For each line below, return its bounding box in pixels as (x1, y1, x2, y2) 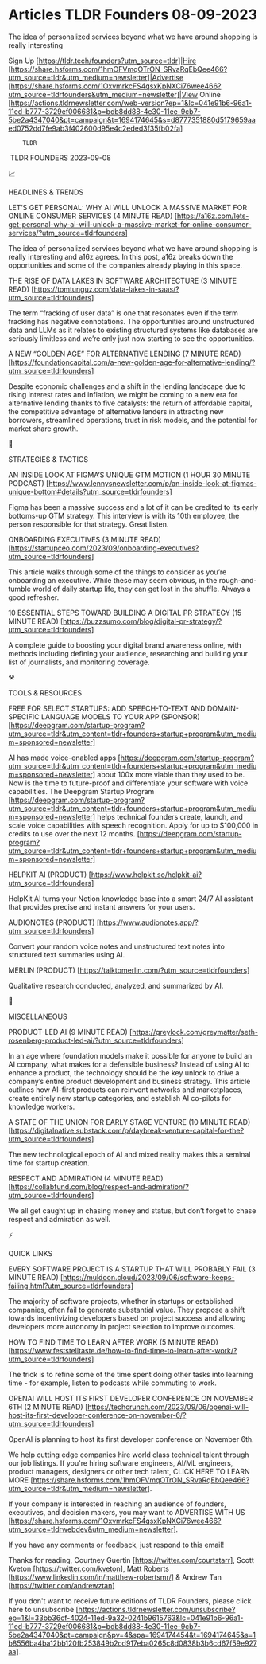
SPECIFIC (8, 711, 40, 722)
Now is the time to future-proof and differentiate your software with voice (8, 778, 249, 788)
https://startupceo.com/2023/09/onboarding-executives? (10, 543, 199, 553)
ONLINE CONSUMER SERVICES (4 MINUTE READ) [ (8, 211, 178, 221)
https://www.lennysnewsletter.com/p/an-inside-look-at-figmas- (48, 478, 257, 487)
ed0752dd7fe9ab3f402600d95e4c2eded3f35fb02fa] (8, 123, 183, 133)
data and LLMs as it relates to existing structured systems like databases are (8, 325, 259, 335)
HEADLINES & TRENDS (8, 187, 84, 197)
